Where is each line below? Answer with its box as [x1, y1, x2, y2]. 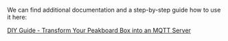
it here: [7, 13, 27, 21]
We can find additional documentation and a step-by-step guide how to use [7, 6, 221, 14]
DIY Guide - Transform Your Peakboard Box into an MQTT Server [7, 27, 191, 34]
